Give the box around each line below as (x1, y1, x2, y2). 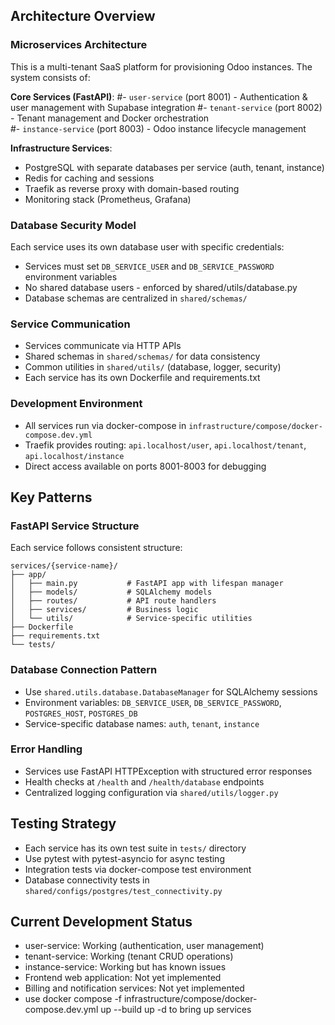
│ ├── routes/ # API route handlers (10, 596, 217, 606)
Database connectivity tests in (24, 874, 150, 886)
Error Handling (10, 742, 83, 756)
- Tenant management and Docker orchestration (10, 112, 210, 124)
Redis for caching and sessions (24, 172, 155, 184)
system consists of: (10, 71, 91, 83)
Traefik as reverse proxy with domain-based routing (24, 182, 240, 194)
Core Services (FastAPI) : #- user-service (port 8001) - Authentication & (10, 90, 308, 103)
